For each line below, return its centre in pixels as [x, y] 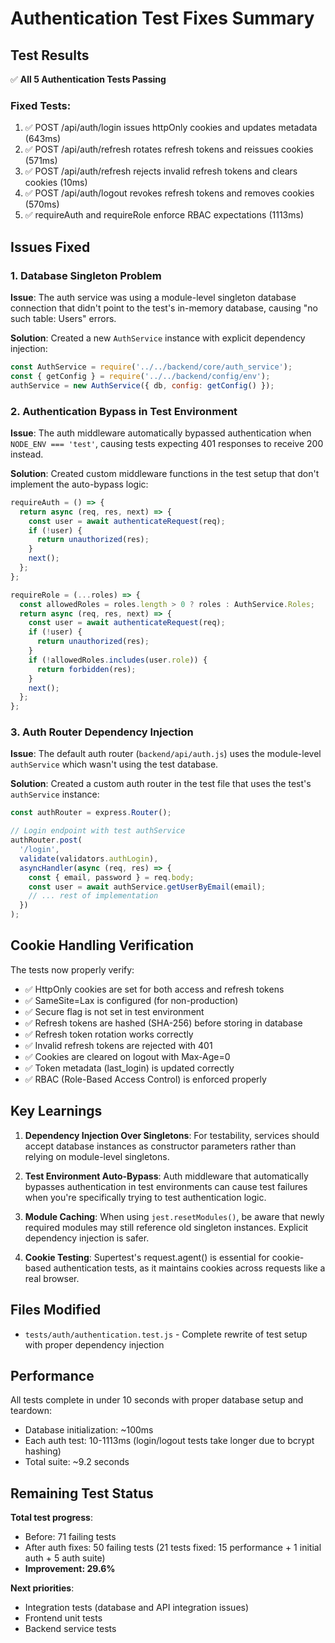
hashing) [43, 1451]
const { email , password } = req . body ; [111, 877]
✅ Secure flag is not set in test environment [114, 1011]
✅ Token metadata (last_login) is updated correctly [129, 1068]
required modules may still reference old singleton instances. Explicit [166, 1227]
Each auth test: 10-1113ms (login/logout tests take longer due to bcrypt [169, 1441]
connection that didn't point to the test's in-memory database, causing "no [164, 308]
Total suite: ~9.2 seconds [77, 1462]
